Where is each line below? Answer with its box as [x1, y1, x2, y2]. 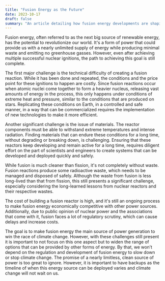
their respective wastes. [5, 188, 54, 194]
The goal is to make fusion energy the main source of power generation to [5, 228, 156, 234]
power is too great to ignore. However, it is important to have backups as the [5, 260, 160, 266]
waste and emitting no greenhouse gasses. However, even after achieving [5, 50, 155, 56]
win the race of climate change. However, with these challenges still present [5, 234, 159, 240]
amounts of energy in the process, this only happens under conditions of [5, 91, 153, 97]
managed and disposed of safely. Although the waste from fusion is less [5, 173, 151, 179]
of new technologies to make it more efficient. [5, 112, 98, 118]
